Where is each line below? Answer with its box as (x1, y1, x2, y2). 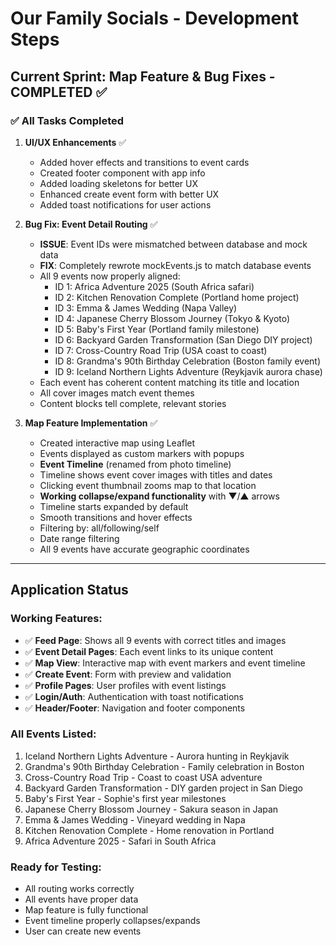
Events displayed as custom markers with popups (39, 447, 245, 459)
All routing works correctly (24, 883, 135, 895)
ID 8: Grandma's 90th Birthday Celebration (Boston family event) (54, 355, 322, 367)
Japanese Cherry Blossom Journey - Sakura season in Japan (24, 803, 279, 815)
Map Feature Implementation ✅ (24, 417, 158, 429)
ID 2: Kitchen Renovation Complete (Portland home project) (54, 291, 300, 303)
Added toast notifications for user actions (39, 198, 212, 211)
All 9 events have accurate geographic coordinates (39, 543, 250, 555)
